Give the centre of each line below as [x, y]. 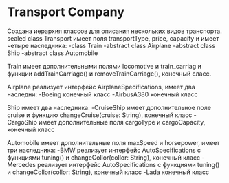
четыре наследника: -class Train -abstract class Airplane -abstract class [111, 45]
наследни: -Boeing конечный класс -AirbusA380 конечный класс [102, 94]
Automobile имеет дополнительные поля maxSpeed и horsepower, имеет [113, 142]
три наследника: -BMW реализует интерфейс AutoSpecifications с [104, 150]
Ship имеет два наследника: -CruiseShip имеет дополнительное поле [109, 107]
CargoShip [22, 122]
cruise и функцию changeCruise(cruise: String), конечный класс [100, 115]
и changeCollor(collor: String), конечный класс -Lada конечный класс [108, 172]
